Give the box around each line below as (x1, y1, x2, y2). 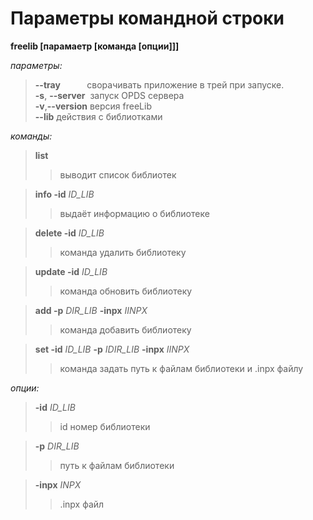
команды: (10, 130, 53, 142)
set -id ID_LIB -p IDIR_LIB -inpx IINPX (34, 343, 190, 355)
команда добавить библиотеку (59, 323, 192, 336)
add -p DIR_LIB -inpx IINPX (34, 304, 148, 316)
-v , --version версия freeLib (34, 100, 152, 112)
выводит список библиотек (59, 168, 177, 181)
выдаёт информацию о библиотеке (59, 207, 210, 219)
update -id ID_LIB (34, 265, 108, 277)
